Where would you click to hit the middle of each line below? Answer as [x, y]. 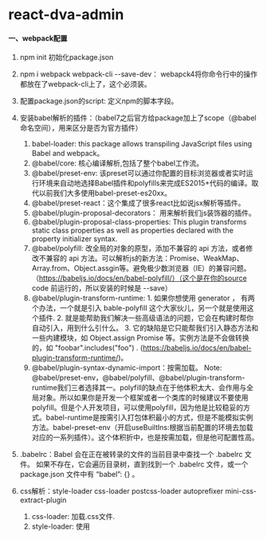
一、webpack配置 [38, 38]
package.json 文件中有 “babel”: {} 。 [79, 475]
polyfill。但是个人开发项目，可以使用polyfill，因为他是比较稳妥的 [137, 408]
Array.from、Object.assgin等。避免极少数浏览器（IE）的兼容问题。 [141, 268]
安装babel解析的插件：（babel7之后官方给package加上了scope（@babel [138, 118]
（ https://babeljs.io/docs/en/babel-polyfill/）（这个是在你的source [139, 278]
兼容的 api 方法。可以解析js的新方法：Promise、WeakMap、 [145, 258]
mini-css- [241, 491]
